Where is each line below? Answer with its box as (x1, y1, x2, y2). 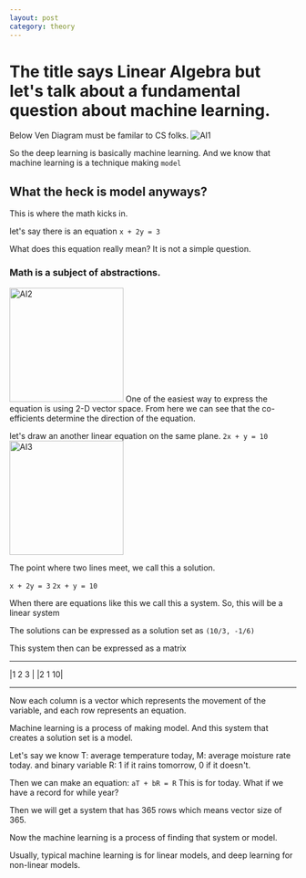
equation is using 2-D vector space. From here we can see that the (9, 402, 260, 413)
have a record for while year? (9, 787, 119, 798)
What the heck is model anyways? (9, 183, 208, 199)
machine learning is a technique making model (9, 157, 182, 169)
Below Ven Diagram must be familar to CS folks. (9, 130, 189, 141)
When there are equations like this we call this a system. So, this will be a (9, 597, 284, 608)
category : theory (9, 22, 76, 31)
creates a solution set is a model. (9, 732, 134, 743)
